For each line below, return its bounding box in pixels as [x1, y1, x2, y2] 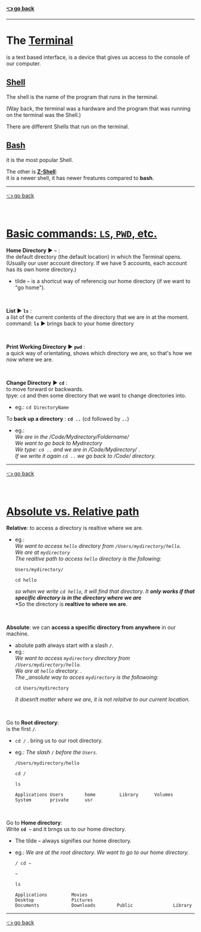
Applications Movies [14, 892, 88, 898]
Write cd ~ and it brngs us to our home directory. [6, 826, 127, 833]
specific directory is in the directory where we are [14, 594, 142, 601]
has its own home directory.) [6, 266, 77, 273]
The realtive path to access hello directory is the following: [14, 555, 162, 562]
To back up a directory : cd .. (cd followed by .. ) [6, 415, 130, 422]
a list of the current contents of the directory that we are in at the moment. [6, 313, 190, 320]
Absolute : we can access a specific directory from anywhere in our [6, 624, 176, 631]
